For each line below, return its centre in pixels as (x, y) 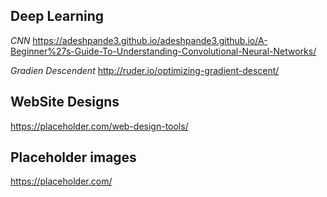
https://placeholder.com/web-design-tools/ (99, 126)
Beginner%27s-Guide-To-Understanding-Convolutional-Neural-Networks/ (163, 51)
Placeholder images (73, 157)
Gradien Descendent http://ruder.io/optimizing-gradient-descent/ (145, 70)
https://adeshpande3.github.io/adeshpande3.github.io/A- (150, 40)
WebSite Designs (65, 102)
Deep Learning (57, 16)
